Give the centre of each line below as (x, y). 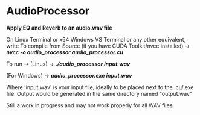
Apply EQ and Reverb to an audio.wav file (59, 28)
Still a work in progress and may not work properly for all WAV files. (90, 105)
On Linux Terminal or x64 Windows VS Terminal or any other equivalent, (96, 39)
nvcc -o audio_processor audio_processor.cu (65, 52)
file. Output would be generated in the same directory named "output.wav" (99, 93)
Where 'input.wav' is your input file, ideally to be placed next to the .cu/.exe (100, 87)
